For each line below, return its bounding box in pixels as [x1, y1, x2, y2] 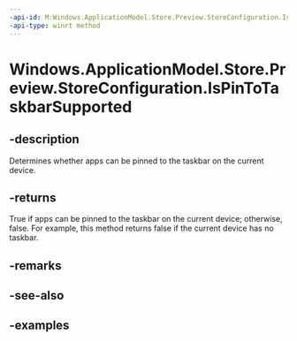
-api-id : [9, 12, 42, 22]
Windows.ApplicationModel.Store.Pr [9, 59, 286, 80]
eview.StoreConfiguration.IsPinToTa [9, 78, 280, 98]
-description [9, 132, 80, 147]
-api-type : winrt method [9, 21, 101, 30]
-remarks [9, 258, 62, 273]
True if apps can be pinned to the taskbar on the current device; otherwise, [9, 214, 283, 224]
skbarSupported [9, 96, 133, 117]
